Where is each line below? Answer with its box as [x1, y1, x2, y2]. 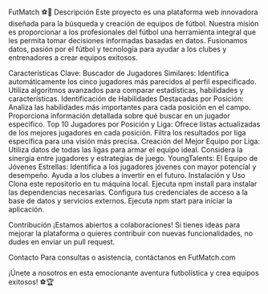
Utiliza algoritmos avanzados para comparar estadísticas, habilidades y [8, 86, 244, 95]
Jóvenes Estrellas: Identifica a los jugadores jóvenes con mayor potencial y [8, 162, 257, 171]
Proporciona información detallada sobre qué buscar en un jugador [8, 111, 231, 120]
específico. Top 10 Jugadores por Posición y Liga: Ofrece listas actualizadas [8, 119, 261, 129]
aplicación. [8, 204, 45, 214]
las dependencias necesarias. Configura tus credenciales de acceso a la [8, 187, 249, 197]
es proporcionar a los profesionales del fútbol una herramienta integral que [8, 27, 257, 37]
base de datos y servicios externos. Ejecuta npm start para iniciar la [8, 196, 233, 205]
